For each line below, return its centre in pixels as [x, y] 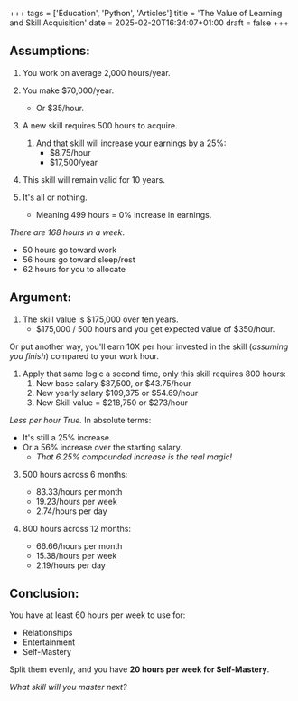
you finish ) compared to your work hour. [84, 355]
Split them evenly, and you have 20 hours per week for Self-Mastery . [140, 669]
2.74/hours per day [71, 511]
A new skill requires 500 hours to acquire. [100, 125]
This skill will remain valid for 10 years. [93, 179]
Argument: [41, 298]
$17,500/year [74, 162]
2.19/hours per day [70, 565]
